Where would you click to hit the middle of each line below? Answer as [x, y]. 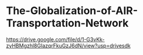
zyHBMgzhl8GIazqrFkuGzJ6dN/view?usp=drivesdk [68, 46]
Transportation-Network [67, 23]
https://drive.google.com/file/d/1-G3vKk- [55, 39]
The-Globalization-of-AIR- [72, 11]
